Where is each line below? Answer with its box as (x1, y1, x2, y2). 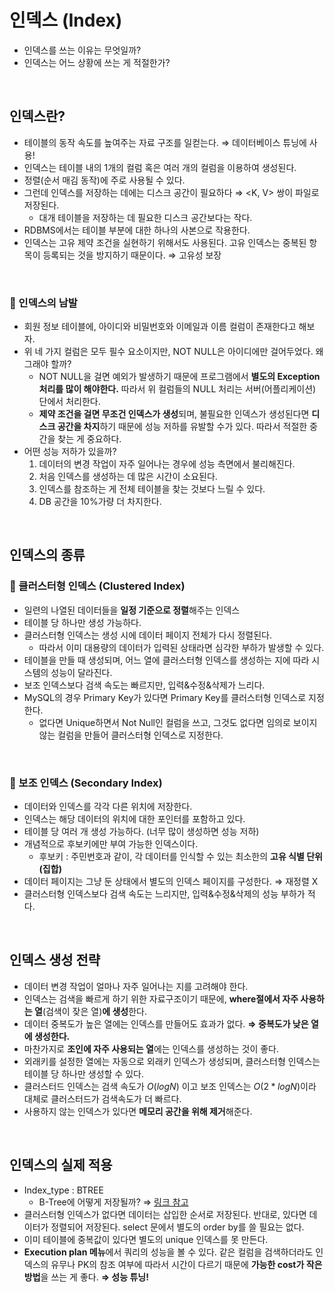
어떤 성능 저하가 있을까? (23, 446, 117, 458)
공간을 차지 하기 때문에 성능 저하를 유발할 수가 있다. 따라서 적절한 (57, 421, 308, 433)
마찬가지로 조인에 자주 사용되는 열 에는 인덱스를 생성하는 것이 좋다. (23, 1042, 279, 1055)
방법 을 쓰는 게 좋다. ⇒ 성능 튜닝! (23, 1271, 149, 1283)
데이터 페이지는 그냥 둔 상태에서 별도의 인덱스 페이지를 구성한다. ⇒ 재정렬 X (23, 876, 319, 888)
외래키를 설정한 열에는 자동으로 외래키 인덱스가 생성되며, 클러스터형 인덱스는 (23, 1055, 321, 1067)
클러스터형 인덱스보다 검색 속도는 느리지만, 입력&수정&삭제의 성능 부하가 (23, 888, 306, 900)
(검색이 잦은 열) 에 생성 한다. (42, 1005, 148, 1017)
